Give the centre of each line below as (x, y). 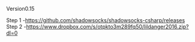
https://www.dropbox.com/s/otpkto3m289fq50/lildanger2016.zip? (107, 27)
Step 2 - (16, 27)
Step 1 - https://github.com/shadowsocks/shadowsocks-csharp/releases (96, 20)
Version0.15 (20, 9)
